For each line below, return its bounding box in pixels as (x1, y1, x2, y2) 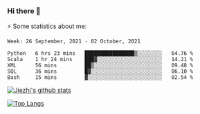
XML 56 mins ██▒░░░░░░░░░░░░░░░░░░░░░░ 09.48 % (7, 62, 194, 69)
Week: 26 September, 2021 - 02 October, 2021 (7, 38, 140, 45)
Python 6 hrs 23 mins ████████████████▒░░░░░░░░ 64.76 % (7, 50, 194, 57)
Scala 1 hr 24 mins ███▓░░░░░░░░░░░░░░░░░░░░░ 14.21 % (7, 56, 194, 63)
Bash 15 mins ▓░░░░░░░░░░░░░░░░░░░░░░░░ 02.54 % (7, 74, 194, 81)
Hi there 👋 (7, 6, 42, 16)
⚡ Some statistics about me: (7, 22, 87, 30)
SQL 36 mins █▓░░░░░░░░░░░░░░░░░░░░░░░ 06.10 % (7, 68, 194, 75)
